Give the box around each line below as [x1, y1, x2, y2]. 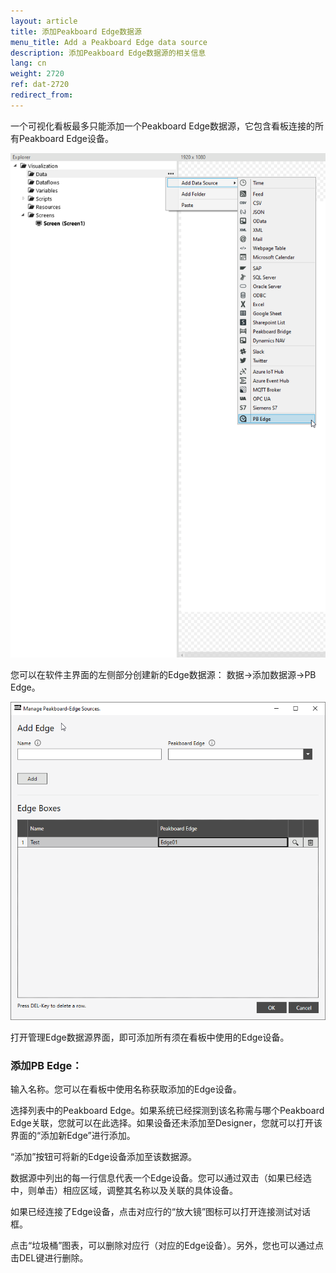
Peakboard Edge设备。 [18, 132, 114, 144]
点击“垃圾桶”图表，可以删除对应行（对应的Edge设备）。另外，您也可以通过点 [10, 1240, 325, 1252]
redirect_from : [10, 90, 74, 100]
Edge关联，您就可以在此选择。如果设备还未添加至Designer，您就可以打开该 [10, 1117, 323, 1129]
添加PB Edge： [10, 1059, 83, 1073]
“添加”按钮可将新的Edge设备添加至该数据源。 [10, 1151, 198, 1163]
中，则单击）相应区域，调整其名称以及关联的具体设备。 [10, 1185, 238, 1197]
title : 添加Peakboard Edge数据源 [10, 26, 142, 37]
